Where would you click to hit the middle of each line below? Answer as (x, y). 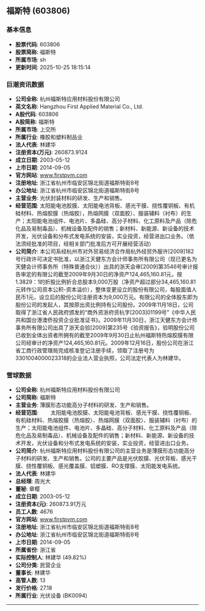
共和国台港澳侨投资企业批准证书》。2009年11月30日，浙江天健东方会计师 (106, 320)
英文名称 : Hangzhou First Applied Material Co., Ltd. (79, 106)
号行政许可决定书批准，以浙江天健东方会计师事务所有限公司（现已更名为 (106, 259)
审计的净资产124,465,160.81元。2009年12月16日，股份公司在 (107, 343)
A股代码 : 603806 (37, 114)
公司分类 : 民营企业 (38, 565)
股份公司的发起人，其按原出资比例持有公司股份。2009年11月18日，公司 (104, 304)
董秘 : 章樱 (27, 489)
